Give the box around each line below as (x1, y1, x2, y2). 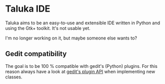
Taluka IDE (5, 3, 50, 15)
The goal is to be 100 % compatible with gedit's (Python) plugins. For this (5, 63, 158, 69)
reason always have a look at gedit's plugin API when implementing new (5, 68, 155, 74)
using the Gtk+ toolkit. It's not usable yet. (5, 25, 91, 31)
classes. (5, 74, 23, 80)
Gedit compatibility (5, 50, 67, 58)
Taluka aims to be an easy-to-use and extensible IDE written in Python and (5, 20, 160, 26)
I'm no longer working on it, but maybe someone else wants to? (5, 35, 137, 41)
